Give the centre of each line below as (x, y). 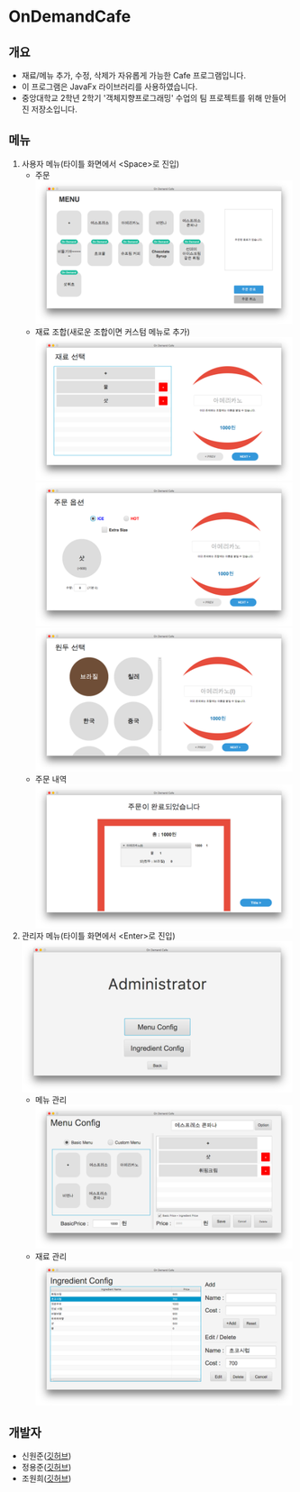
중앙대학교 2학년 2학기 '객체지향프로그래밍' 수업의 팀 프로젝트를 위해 (142, 98)
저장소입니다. (54, 109)
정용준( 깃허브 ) (46, 1468)
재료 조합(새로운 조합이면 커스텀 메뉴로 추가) (113, 332)
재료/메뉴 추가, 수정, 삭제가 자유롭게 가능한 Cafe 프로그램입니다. (134, 75)
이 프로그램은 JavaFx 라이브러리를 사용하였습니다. (109, 87)
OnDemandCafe (70, 17)
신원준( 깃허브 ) (46, 1456)
